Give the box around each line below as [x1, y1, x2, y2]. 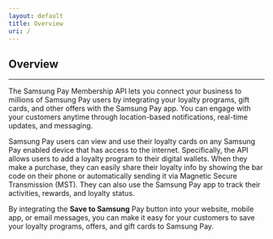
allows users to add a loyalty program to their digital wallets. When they [8, 154, 248, 163]
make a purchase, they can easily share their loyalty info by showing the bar [8, 163, 263, 172]
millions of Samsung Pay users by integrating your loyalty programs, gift [8, 95, 250, 105]
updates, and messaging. [8, 121, 93, 131]
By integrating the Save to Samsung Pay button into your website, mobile [8, 204, 254, 214]
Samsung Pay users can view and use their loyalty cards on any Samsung [8, 137, 256, 146]
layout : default [8, 11, 63, 20]
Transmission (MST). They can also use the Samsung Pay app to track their [8, 180, 261, 189]
